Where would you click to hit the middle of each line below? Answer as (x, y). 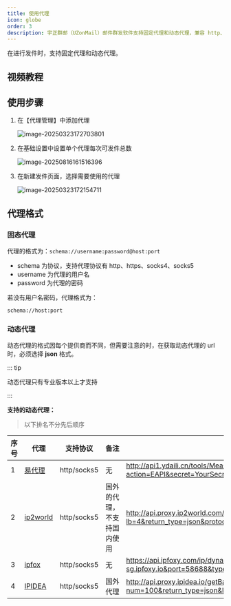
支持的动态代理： (31, 410)
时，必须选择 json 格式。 (42, 354)
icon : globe (24, 20)
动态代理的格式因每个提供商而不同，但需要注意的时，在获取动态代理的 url (111, 346)
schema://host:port (35, 311)
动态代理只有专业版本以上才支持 (52, 382)
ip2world (39, 517)
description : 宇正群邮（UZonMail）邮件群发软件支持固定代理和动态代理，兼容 (106, 33)
